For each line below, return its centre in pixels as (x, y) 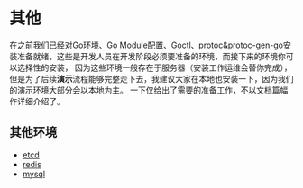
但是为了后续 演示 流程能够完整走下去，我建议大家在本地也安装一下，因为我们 (151, 78)
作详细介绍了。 (37, 101)
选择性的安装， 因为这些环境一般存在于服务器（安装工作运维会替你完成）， (154, 67)
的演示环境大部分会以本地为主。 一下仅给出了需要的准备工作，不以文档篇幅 (149, 90)
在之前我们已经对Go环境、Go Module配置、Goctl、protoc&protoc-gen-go (147, 45)
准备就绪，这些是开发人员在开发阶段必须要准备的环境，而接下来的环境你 (151, 56)
